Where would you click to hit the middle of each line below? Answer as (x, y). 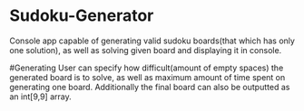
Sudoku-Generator (82, 16)
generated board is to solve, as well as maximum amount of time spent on (147, 77)
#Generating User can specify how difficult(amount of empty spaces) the (147, 68)
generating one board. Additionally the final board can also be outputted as (150, 87)
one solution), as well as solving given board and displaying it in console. (146, 50)
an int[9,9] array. (40, 97)
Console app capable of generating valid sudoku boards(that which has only (152, 41)
